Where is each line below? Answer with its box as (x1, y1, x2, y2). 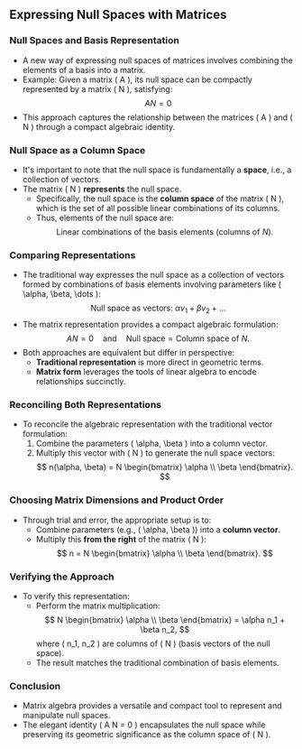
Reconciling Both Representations (9, 399, 162, 411)
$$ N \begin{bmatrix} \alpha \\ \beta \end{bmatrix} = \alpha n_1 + (44, 614, 286, 625)
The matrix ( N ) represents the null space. (22, 183, 182, 194)
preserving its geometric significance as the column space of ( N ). (22, 729, 271, 740)
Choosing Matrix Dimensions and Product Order (9, 494, 224, 506)
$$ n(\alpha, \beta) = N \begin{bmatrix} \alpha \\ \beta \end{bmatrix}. (36, 462, 294, 473)
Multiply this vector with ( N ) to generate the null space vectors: (35, 448, 275, 458)
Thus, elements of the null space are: (35, 212, 174, 223)
